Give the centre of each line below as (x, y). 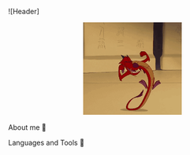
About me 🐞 (27, 127)
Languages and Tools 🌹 (47, 143)
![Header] (24, 11)
